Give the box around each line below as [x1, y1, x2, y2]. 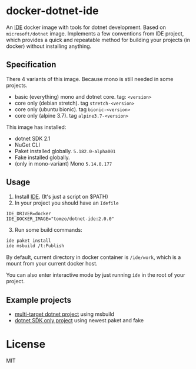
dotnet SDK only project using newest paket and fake [14, 317, 144, 324]
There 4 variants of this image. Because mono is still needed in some [6, 75, 174, 82]
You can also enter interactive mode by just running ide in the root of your [6, 271, 185, 279]
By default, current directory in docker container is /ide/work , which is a [6, 254, 181, 261]
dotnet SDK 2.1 [14, 135, 51, 142]
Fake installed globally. [14, 154, 71, 161]
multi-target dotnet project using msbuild [14, 310, 115, 318]
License [6, 338, 46, 351]
